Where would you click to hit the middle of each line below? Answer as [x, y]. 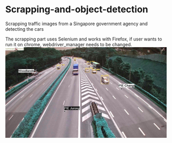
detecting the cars [25, 29]
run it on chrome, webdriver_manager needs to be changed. [69, 44]
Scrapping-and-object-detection [77, 9]
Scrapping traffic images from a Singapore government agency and [77, 24]
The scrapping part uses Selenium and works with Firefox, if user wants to [84, 39]
